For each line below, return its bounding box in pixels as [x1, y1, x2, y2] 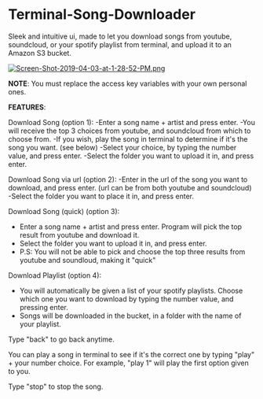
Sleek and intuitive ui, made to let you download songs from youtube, [8, 31, 232, 41]
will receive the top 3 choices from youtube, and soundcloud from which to [8, 126, 251, 135]
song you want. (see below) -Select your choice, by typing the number [8, 142, 237, 152]
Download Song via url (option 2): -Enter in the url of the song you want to [8, 175, 248, 184]
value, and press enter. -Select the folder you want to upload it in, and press [8, 151, 254, 161]
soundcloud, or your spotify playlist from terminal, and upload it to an [8, 39, 232, 49]
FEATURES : [8, 102, 46, 112]
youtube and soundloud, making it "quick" [19, 255, 156, 264]
